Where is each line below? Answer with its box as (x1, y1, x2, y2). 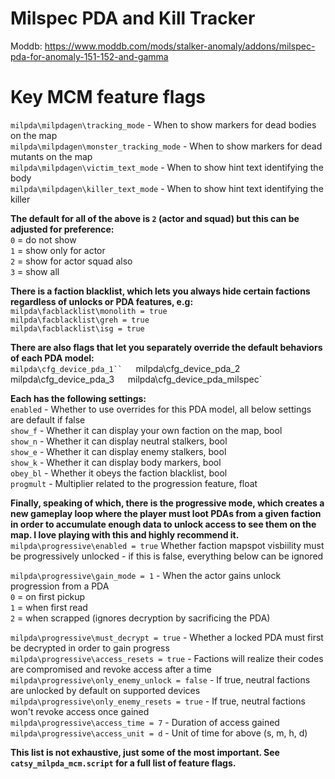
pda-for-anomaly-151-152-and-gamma (10, 50, 169, 62)
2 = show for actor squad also (10, 255, 133, 267)
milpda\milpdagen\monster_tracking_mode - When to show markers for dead (10, 140, 323, 152)
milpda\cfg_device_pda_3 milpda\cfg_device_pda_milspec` (10, 373, 263, 385)
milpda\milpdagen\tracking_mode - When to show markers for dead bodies (10, 118, 317, 131)
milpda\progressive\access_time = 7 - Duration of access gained (10, 716, 280, 728)
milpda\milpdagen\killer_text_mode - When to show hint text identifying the (10, 182, 324, 194)
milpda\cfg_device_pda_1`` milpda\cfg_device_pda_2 (10, 362, 241, 374)
